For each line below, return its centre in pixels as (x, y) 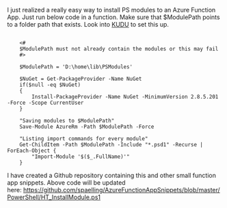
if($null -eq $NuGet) (50, 85)
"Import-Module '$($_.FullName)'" (81, 157)
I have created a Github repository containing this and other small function (112, 175)
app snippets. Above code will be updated (66, 183)
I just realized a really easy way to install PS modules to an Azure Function (111, 10)
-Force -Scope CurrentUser (45, 103)
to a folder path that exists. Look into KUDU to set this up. (88, 24)
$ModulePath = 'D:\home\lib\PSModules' (76, 67)
